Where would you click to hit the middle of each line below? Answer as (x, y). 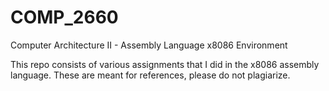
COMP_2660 (64, 17)
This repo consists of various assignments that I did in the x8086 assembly (165, 64)
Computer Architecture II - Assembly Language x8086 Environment (149, 45)
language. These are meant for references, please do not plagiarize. (150, 75)
